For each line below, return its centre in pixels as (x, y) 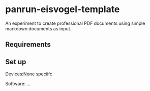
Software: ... (18, 84)
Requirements (28, 45)
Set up (16, 62)
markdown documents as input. (38, 28)
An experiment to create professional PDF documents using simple (75, 23)
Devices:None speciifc (29, 74)
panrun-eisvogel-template (63, 9)
